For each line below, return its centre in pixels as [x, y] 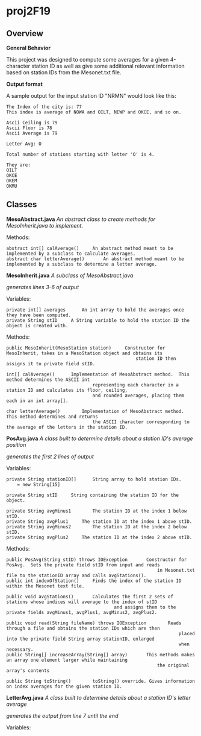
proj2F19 [29, 11]
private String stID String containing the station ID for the [93, 495]
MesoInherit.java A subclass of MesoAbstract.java [70, 275]
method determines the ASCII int [48, 379]
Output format [25, 84]
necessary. [20, 649]
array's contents [28, 670]
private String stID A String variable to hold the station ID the [98, 320]
